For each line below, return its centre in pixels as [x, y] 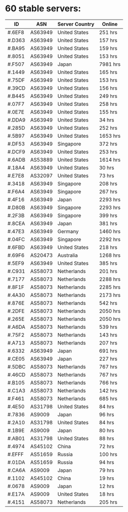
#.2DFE [16, 311]
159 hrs [108, 48]
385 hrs [108, 263]
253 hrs [108, 151]
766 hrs [108, 383]
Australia [68, 255]
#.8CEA [16, 223]
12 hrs [107, 486]
